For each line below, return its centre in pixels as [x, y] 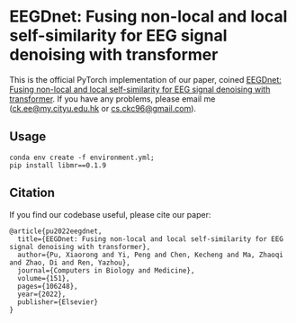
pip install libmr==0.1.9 [58, 165]
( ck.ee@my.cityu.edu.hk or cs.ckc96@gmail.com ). [103, 108]
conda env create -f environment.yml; [82, 157]
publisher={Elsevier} [58, 302]
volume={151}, [44, 278]
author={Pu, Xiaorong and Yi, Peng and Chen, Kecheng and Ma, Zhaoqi [150, 255]
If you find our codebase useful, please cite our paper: [110, 214]
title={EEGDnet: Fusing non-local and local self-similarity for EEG [150, 239]
